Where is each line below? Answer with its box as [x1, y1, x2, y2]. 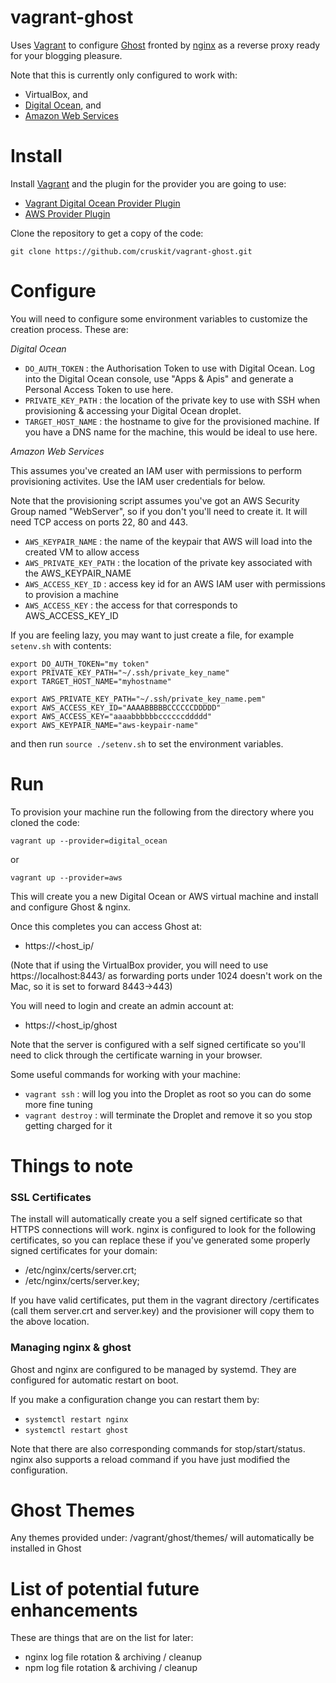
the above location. [10, 1316, 90, 1328]
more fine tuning [24, 1098, 93, 1110]
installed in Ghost [10, 1542, 82, 1555]
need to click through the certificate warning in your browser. [10, 1049, 263, 1061]
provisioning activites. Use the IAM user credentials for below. [10, 475, 266, 487]
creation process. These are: [10, 323, 129, 335]
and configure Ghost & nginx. [10, 901, 132, 913]
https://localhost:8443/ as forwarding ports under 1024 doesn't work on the [10, 969, 323, 981]
